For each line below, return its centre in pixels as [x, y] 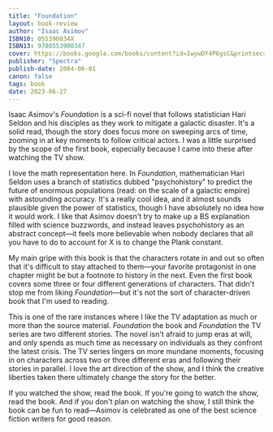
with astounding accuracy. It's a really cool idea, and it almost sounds [125, 199]
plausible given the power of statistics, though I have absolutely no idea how [136, 208]
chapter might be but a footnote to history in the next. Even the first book [130, 275]
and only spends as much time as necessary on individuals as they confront [135, 343]
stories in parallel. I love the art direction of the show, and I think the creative [136, 369]
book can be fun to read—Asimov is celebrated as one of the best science [133, 410]
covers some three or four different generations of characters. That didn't [132, 284]
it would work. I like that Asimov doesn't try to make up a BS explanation [129, 217]
